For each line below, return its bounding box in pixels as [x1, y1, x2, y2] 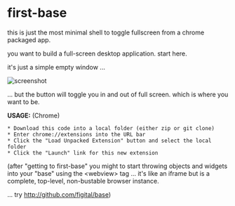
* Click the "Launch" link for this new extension [7, 149, 159, 156]
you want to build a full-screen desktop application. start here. [7, 49, 187, 58]
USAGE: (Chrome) [7, 111, 60, 120]
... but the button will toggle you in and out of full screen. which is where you [7, 90, 229, 98]
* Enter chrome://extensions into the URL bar [7, 131, 146, 138]
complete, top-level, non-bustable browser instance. [7, 176, 159, 185]
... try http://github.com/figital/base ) [7, 190, 112, 198]
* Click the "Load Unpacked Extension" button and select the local [7, 137, 212, 144]
